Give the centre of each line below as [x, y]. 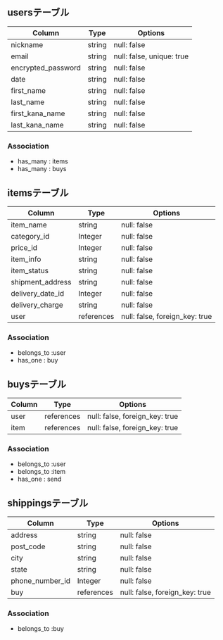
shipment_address [41, 282]
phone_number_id [41, 581]
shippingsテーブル [48, 503]
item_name [29, 225]
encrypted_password [46, 68]
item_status [30, 270]
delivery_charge [37, 305]
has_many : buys [42, 169]
